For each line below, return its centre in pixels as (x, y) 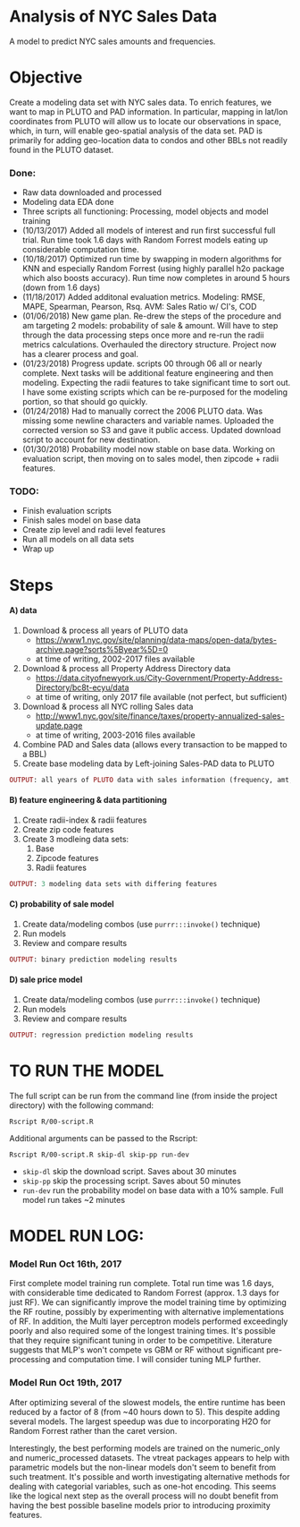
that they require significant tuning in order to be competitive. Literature (141, 1341)
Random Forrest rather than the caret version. (93, 1430)
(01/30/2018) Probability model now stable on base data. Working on (148, 449)
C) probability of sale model (62, 904)
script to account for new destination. (91, 439)
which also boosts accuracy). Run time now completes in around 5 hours (156, 278)
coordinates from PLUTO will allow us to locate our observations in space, (145, 121)
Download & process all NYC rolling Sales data (108, 706)
